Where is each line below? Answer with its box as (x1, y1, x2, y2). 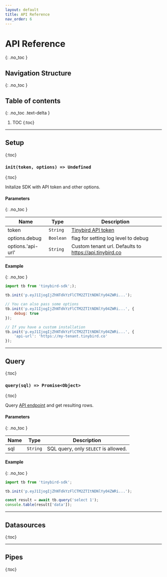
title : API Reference (5, 12, 50, 17)
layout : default (5, 7, 39, 12)
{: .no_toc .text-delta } (5, 110, 50, 116)
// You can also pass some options (5, 302, 79, 307)
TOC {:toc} (12, 119, 35, 125)
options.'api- (7, 243, 39, 250)
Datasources (5, 521, 46, 529)
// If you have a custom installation (5, 324, 85, 329)
